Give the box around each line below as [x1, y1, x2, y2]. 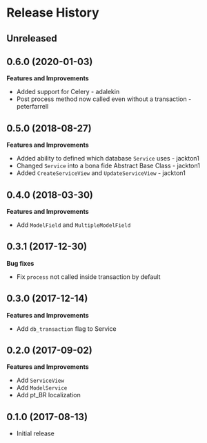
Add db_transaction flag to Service [16, 324, 117, 333]
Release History [6, 5, 99, 21]
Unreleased [6, 33, 58, 44]
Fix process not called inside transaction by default [16, 272, 161, 281]
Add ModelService [16, 383, 68, 392]
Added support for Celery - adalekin [16, 88, 120, 96]
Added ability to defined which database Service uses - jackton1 [16, 154, 199, 163]
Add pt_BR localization [16, 391, 81, 399]
